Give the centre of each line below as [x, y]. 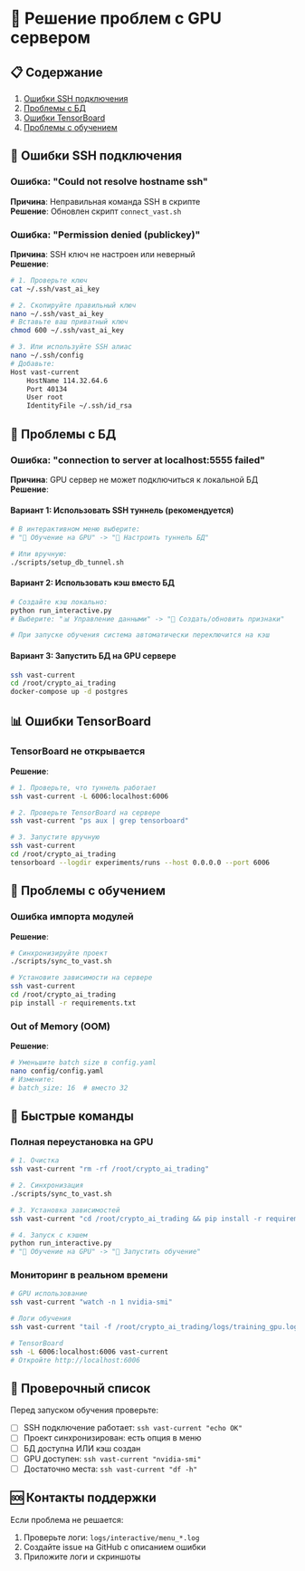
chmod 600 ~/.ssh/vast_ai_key [67, 331]
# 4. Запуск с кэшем [49, 1235]
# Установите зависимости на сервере [81, 978]
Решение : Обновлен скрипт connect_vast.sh [96, 211]
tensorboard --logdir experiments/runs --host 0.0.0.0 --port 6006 [140, 863]
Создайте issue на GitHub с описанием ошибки [114, 1547]
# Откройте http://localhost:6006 [76, 1360]
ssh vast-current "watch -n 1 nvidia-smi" [91, 1302]
